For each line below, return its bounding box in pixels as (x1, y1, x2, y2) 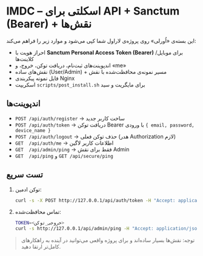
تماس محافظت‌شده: (15, 208, 62, 215)
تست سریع (6, 169, 44, 180)
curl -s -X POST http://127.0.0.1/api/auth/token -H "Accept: (15, 197, 176, 203)
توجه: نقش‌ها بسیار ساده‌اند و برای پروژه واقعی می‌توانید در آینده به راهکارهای (21, 237, 195, 244)
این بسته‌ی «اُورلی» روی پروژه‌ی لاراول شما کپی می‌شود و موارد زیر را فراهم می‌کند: (6, 37, 196, 44)
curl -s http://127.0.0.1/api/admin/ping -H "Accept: (15, 226, 154, 232)
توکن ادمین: (15, 186, 42, 193)
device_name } (15, 127, 51, 134)
